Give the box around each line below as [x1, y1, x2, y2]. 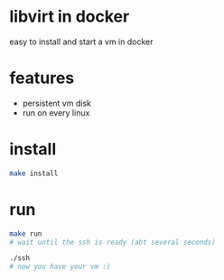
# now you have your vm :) [9, 262, 111, 272]
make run [9, 229, 42, 238]
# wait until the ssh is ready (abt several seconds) [9, 238, 217, 247]
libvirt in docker [9, 6, 130, 27]
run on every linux [22, 107, 90, 118]
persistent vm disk [22, 98, 92, 108]
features [9, 68, 75, 89]
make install [9, 169, 59, 178]
